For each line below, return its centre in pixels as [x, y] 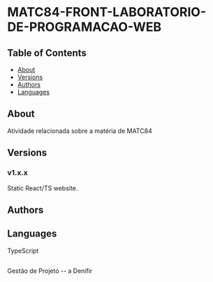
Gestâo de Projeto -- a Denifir [50, 271]
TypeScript [23, 251]
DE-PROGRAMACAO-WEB [85, 27]
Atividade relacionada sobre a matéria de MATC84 [80, 131]
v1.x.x [17, 173]
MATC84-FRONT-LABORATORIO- [107, 12]
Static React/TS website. [43, 188]
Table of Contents [47, 53]
